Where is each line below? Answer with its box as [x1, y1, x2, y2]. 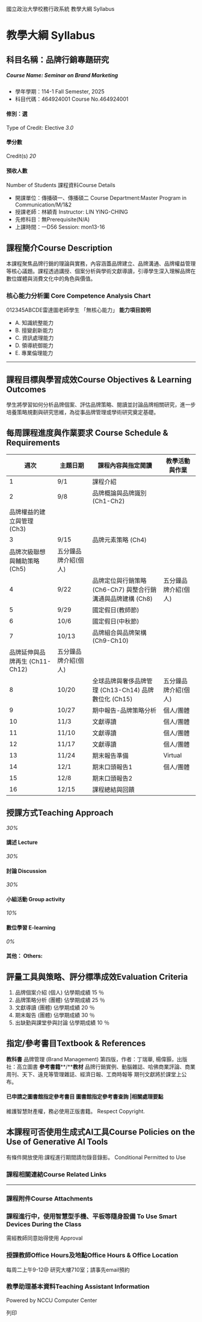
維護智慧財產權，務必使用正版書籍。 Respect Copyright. [6, 1107, 145, 1115]
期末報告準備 [92, 751, 129, 759]
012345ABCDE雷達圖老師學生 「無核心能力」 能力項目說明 [6, 307, 151, 314]
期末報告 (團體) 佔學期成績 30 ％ [14, 1011, 95, 1018]
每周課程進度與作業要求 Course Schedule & [6, 428, 168, 438]
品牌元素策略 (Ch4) [92, 535, 147, 544]
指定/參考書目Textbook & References [6, 1038, 146, 1049]
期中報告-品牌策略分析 [92, 706, 157, 714]
